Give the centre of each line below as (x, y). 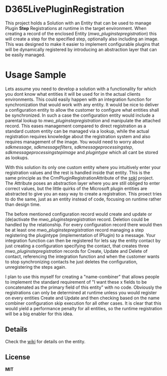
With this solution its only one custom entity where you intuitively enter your (83, 167)
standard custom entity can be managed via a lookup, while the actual (77, 131)
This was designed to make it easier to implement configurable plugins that (82, 44)
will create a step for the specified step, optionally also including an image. (82, 39)
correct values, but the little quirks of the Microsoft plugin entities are (76, 188)
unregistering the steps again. (36, 267)
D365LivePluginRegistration (65, 9)
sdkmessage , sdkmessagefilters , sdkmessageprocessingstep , (69, 147)
